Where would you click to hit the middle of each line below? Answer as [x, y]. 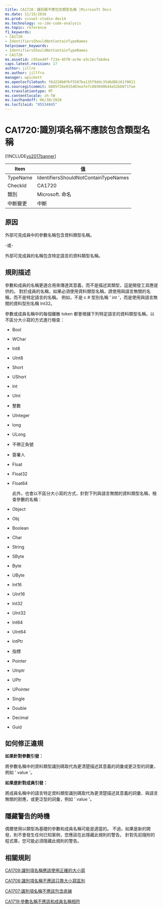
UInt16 [18, 594]
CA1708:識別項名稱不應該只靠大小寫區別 [45, 881]
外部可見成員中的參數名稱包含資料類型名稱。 [50, 235]
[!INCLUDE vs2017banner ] [31, 156]
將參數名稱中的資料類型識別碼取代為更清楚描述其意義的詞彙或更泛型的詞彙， [81, 766]
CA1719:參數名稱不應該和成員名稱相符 [43, 901]
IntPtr [17, 641]
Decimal [20, 717]
